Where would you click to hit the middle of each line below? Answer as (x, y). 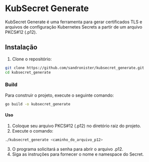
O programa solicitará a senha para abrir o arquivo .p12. (68, 149)
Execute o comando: (33, 131)
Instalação (21, 47)
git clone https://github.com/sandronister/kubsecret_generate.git (75, 68)
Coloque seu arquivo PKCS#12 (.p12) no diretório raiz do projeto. (76, 126)
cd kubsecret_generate (28, 72)
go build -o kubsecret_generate (38, 104)
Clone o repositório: (32, 59)
